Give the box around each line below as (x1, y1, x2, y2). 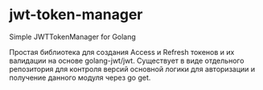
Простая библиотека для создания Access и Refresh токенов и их (9, 47, 235, 57)
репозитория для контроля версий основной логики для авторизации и (9, 64, 256, 73)
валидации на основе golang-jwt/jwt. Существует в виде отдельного (9, 56, 245, 65)
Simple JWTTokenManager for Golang (9, 32, 136, 41)
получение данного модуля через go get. (9, 72, 151, 82)
